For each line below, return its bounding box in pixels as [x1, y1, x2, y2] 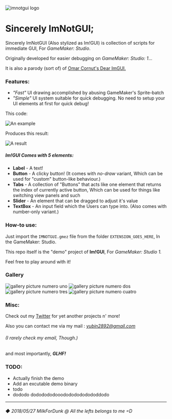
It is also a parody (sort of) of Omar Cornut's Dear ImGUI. [5, 65, 126, 71]
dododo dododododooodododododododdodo [12, 391, 110, 397]
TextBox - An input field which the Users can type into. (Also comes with [12, 203, 167, 209]
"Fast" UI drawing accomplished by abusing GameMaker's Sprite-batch [12, 90, 164, 96]
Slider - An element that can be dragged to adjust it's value [12, 198, 138, 204]
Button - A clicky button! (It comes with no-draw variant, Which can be [12, 170, 163, 177]
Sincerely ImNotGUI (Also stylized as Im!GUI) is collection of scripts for [5, 40, 155, 46]
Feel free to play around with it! [5, 258, 71, 264]
